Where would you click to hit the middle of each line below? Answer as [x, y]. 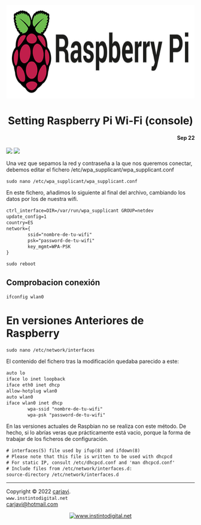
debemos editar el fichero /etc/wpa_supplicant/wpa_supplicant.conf [90, 170]
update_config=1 [26, 217]
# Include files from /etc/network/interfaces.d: [69, 469]
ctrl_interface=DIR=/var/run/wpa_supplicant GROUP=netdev [80, 211]
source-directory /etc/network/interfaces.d [63, 475]
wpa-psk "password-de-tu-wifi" [67, 415]
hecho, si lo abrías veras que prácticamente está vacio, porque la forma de [99, 433]
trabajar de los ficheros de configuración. [57, 439]
